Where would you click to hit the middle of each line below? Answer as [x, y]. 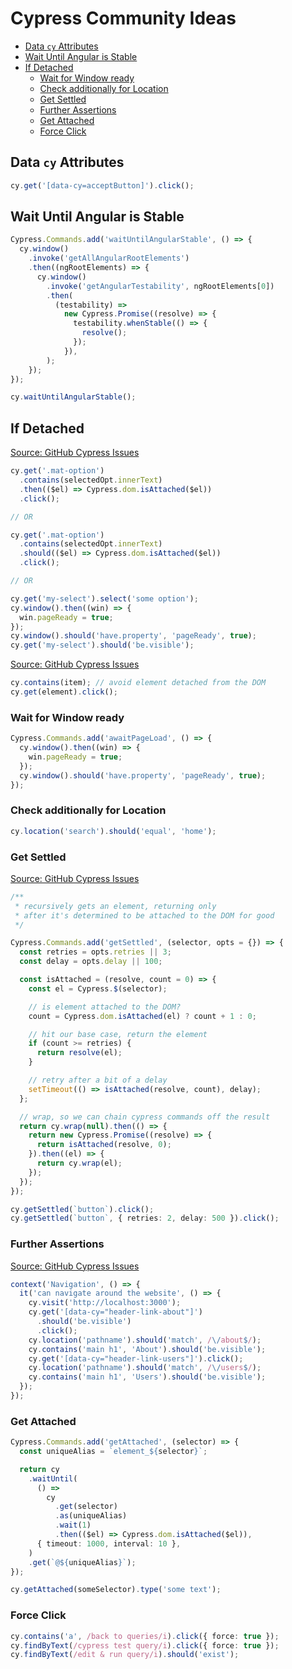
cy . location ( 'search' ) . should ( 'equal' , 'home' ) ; [113, 831]
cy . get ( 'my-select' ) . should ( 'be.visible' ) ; [102, 645]
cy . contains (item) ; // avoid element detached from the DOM [138, 683]
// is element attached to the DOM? [105, 1007]
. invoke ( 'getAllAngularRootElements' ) [109, 258]
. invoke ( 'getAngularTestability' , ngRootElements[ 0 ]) [160, 286]
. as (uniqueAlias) [91, 1516]
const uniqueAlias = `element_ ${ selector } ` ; [113, 1452]
